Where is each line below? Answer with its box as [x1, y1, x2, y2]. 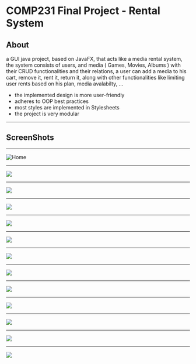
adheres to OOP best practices [14, 98, 89, 105]
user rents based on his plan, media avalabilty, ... [6, 80, 124, 87]
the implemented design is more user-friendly [14, 92, 125, 98]
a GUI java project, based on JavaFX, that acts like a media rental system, [6, 56, 183, 62]
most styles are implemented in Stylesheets [14, 104, 120, 111]
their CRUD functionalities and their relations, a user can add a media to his [6, 68, 187, 74]
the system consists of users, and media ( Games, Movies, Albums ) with [6, 61, 181, 68]
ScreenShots [6, 133, 54, 143]
